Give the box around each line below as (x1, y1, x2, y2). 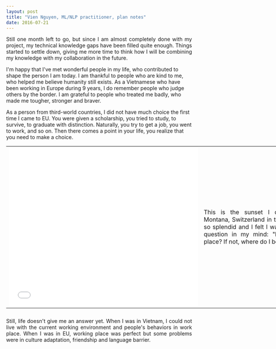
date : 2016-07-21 (6, 19, 49, 25)
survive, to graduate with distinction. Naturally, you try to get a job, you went (6, 121, 192, 129)
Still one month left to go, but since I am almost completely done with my (6, 36, 192, 43)
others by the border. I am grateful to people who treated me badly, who (6, 91, 182, 98)
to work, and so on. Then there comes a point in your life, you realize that (6, 127, 184, 134)
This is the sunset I (203, 208, 270, 216)
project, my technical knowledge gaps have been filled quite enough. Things (6, 42, 192, 49)
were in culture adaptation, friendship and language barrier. (6, 337, 151, 344)
